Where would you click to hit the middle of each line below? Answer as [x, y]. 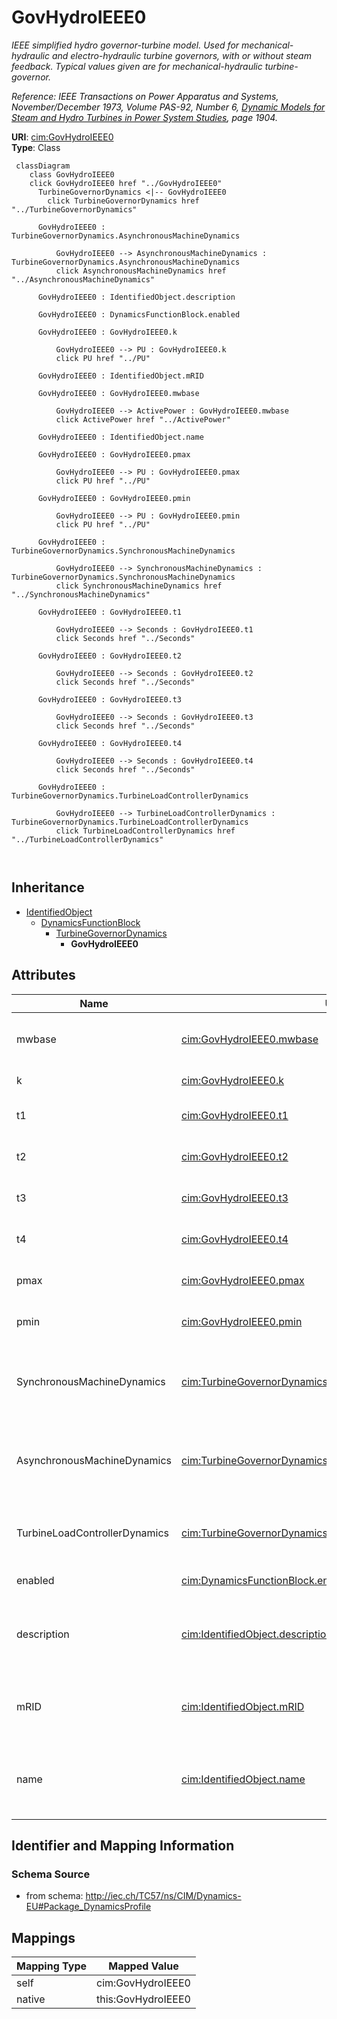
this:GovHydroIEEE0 [143, 1999]
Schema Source [51, 1874]
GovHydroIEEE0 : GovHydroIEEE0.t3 [110, 699]
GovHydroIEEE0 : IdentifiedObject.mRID [120, 376]
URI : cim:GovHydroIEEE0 [62, 137]
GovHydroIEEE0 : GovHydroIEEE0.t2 [110, 656]
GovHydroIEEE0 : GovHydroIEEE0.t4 [110, 743]
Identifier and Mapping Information [123, 1845]
